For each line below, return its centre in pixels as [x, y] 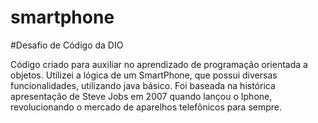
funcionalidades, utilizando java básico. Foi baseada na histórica [143, 85]
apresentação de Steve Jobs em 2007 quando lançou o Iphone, [141, 96]
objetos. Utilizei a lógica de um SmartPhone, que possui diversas [144, 75]
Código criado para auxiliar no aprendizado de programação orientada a [159, 64]
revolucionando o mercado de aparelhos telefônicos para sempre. [146, 107]
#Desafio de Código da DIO [67, 45]
